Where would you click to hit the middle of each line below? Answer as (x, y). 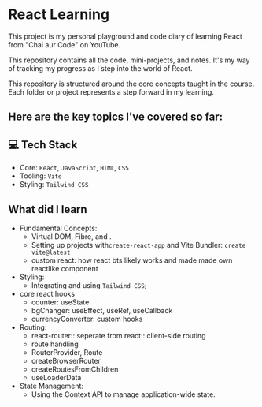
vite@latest (51, 252)
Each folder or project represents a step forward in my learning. (111, 91)
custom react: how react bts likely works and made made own (132, 260)
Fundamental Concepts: (58, 228)
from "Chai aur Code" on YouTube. (65, 44)
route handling (55, 344)
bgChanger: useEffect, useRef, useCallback (102, 310)
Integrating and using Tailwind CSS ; (89, 285)
